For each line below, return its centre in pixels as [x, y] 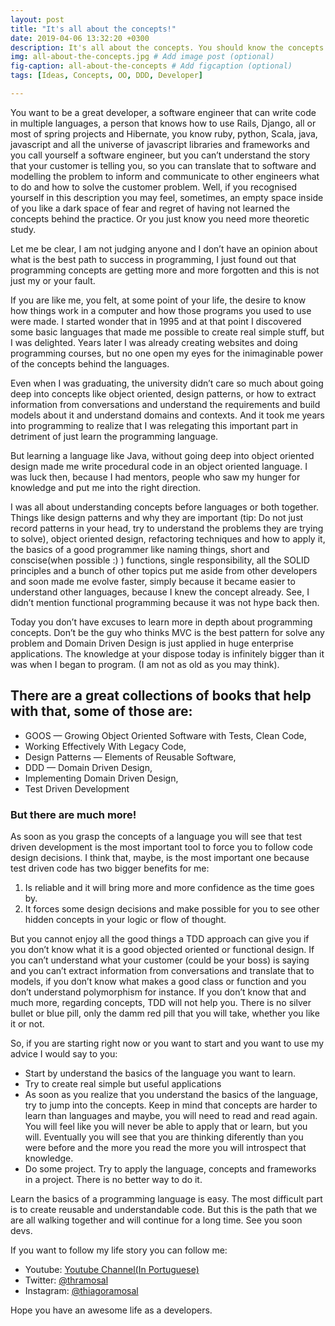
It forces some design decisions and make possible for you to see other [172, 908]
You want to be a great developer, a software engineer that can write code [163, 112]
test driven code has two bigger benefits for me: [110, 868]
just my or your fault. [53, 280]
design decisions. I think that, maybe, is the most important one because [160, 857]
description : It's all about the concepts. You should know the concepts [167, 47]
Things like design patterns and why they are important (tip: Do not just [157, 517]
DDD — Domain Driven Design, [88, 767]
